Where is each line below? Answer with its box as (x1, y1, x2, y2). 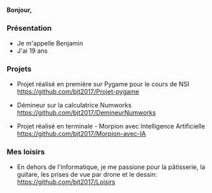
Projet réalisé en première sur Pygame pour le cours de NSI (16, 80, 189, 88)
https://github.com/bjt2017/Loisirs (16, 178, 116, 186)
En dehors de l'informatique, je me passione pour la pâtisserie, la (16, 163, 206, 171)
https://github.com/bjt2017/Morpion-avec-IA (16, 130, 146, 138)
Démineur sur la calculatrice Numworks (16, 101, 132, 109)
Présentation (6, 23, 52, 33)
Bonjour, (6, 6, 32, 14)
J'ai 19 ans (16, 46, 49, 55)
